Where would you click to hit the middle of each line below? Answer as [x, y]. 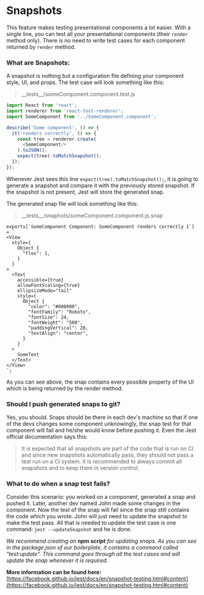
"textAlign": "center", [58, 333]
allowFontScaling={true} [49, 285]
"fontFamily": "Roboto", [60, 312]
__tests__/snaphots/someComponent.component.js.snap [92, 215]
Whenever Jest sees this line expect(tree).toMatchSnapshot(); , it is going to [102, 179]
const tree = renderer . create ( [57, 139]
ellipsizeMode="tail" [44, 290]
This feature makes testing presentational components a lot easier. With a [99, 27]
